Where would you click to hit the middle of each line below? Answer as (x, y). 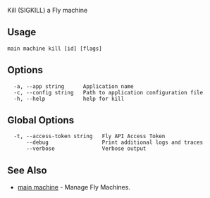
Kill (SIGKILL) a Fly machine (48, 10)
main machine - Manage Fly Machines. (74, 187)
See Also (27, 170)
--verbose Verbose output (86, 149)
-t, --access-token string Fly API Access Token (89, 137)
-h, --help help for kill (69, 99)
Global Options (41, 120)
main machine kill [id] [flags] (55, 49)
